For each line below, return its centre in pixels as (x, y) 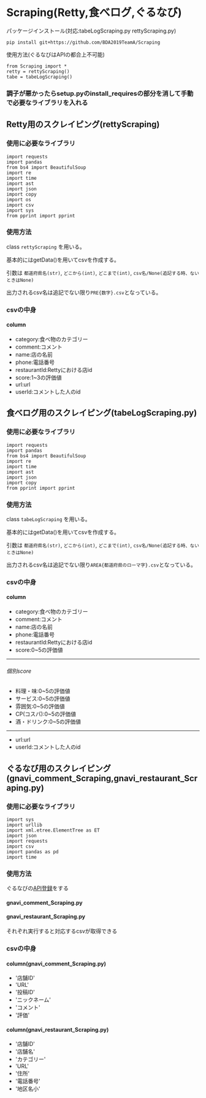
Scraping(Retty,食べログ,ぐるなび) (94, 13)
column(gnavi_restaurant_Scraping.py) (58, 1029)
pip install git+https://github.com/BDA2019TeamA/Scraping (83, 42)
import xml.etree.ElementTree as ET (53, 830)
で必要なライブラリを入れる (47, 102)
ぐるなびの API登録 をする (38, 888)
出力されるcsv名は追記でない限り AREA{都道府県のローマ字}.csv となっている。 (101, 565)
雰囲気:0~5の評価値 (40, 706)
